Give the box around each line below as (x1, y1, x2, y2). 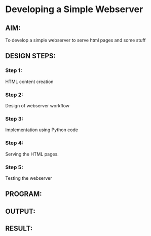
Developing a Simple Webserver (5, 4, 143, 15)
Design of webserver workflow (5, 102, 70, 108)
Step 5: (5, 164, 24, 171)
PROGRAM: (5, 190, 42, 199)
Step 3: (5, 115, 24, 122)
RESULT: (5, 224, 33, 233)
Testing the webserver (5, 175, 52, 181)
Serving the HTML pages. (5, 151, 59, 157)
